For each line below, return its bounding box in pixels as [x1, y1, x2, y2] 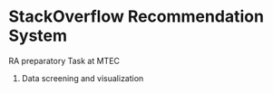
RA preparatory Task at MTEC [8, 55, 120, 66]
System [8, 25, 68, 46]
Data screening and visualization [21, 72, 144, 83]
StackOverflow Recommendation [8, 6, 265, 27]
